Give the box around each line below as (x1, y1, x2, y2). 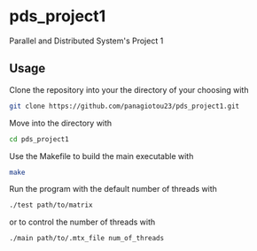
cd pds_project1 (9, 134, 69, 143)
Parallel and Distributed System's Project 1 (9, 35, 164, 46)
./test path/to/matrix (9, 201, 93, 209)
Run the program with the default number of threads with (9, 184, 217, 194)
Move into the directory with (9, 118, 113, 128)
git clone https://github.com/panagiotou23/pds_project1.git (9, 102, 240, 110)
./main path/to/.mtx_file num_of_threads (9, 234, 165, 243)
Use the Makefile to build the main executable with (9, 150, 194, 161)
